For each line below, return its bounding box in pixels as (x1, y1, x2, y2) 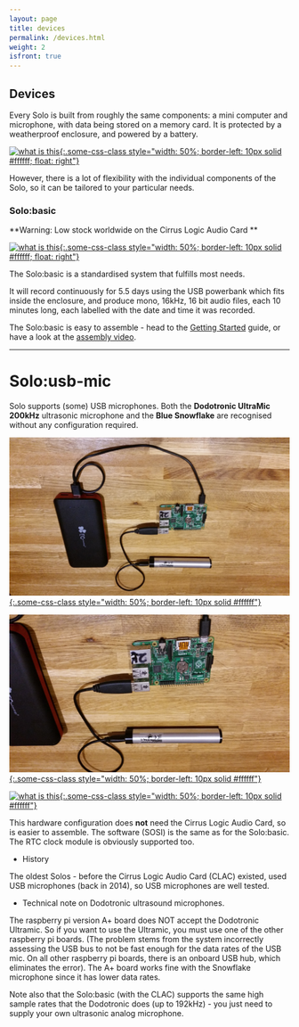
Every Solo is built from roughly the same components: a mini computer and (9, 110, 288, 120)
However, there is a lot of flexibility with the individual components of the (9, 172, 277, 183)
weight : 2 (9, 43, 46, 52)
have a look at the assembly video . (9, 332, 136, 342)
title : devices (9, 23, 66, 33)
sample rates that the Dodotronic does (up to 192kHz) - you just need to (9, 998, 273, 1009)
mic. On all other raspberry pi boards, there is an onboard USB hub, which (9, 953, 281, 964)
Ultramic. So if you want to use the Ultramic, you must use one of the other (9, 924, 284, 935)
